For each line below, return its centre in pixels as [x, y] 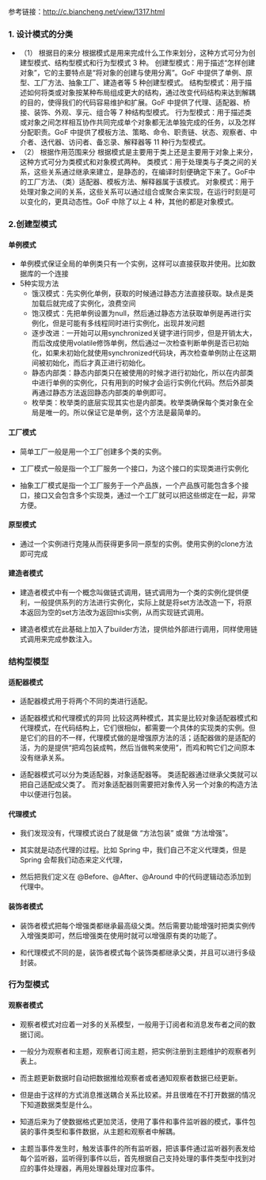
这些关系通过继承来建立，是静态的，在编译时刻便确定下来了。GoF [141, 172]
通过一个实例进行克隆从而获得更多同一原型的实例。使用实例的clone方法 [136, 544]
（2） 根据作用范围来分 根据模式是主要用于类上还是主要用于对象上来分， [138, 152]
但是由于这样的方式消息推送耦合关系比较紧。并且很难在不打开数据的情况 [137, 1094]
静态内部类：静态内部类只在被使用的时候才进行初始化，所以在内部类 [142, 373]
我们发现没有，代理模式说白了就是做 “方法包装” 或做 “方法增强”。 [126, 833]
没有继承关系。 [44, 758]
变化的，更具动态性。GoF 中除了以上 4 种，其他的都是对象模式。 [132, 202]
